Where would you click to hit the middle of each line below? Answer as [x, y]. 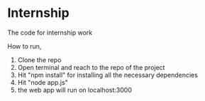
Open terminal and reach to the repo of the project [91, 67]
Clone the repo [39, 60]
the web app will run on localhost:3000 [75, 90]
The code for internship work [50, 32]
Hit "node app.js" [43, 82]
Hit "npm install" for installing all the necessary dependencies [108, 75]
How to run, [24, 46]
